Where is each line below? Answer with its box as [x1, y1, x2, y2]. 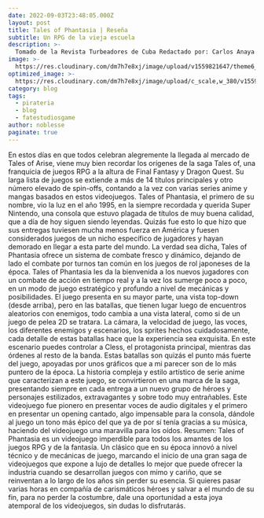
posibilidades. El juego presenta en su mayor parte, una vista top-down [8, 292, 240, 301]
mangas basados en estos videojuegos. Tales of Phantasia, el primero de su [8, 192, 255, 201]
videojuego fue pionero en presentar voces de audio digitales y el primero [8, 400, 247, 410]
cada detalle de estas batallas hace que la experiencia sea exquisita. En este [8, 333, 256, 343]
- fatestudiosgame [15, 114, 76, 122]
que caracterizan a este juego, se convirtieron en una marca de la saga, [8, 375, 240, 385]
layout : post [8, 19, 51, 27]
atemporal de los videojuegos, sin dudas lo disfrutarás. [8, 501, 186, 510]
